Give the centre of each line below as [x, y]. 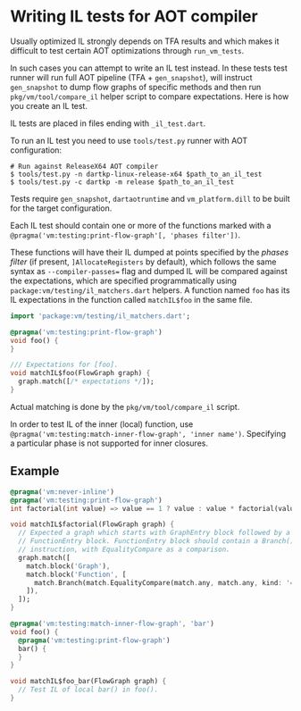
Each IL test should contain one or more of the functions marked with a [141, 225]
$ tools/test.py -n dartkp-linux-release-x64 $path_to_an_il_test [136, 174]
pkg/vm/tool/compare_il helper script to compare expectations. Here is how [150, 96]
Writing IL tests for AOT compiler [134, 17]
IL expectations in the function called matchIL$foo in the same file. [131, 299]
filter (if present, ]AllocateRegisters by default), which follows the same [143, 262]
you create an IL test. [49, 105]
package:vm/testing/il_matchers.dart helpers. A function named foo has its [150, 290]
